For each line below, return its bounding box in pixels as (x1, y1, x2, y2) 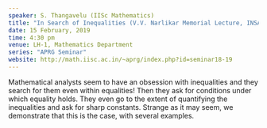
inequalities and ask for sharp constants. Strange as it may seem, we (8, 102, 234, 111)
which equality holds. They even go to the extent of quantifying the (8, 94, 228, 104)
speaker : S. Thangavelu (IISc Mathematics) (8, 11, 155, 20)
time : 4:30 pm (8, 33, 56, 42)
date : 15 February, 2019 (8, 26, 91, 34)
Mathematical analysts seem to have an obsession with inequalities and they (8, 77, 258, 87)
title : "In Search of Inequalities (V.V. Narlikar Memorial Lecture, (8, 19, 244, 27)
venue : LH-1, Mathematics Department (8, 41, 133, 49)
